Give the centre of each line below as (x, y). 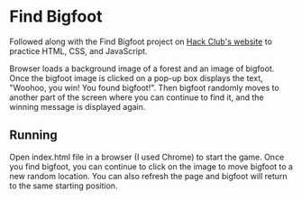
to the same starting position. (64, 186)
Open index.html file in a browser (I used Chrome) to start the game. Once (147, 157)
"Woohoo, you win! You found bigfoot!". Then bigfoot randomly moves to (144, 87)
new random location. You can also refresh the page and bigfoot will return (148, 176)
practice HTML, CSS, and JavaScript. (78, 50)
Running (34, 136)
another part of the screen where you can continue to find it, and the (137, 97)
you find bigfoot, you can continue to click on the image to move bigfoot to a (151, 166)
